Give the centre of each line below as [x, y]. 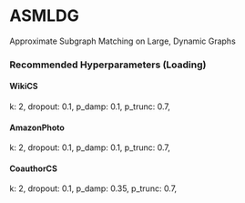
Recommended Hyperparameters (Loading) [108, 65]
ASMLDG [44, 16]
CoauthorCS [33, 168]
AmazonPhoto [37, 127]
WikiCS [24, 86]
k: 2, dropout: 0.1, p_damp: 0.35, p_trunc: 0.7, [93, 188]
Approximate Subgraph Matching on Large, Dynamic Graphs [123, 41]
